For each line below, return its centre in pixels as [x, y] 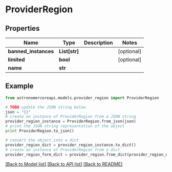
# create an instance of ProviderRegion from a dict [63, 149]
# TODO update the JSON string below [46, 107]
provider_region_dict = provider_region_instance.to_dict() [71, 145]
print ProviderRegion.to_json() [40, 131]
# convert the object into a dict [42, 140]
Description [99, 43]
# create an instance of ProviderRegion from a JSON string [71, 117]
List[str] [69, 51]
